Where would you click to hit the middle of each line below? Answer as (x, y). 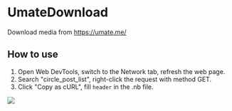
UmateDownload (58, 12)
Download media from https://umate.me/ (67, 32)
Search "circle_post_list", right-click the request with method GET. (115, 79)
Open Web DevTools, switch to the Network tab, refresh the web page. (121, 71)
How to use (33, 54)
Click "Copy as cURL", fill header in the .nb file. (85, 87)
